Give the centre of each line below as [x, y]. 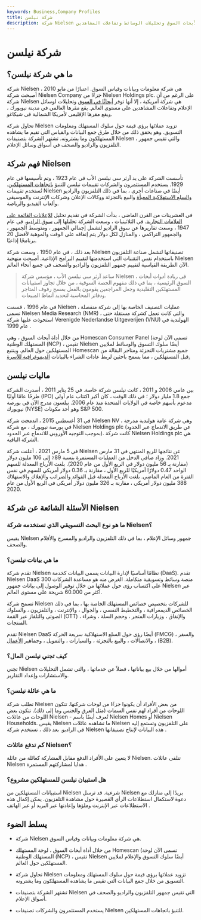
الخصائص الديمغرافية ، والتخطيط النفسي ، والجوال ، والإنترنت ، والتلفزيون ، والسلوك [100, 610]
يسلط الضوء [27, 824]
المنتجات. [17, 622]
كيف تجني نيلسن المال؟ [37, 656]
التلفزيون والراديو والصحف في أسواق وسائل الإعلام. [64, 145]
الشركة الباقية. [23, 439]
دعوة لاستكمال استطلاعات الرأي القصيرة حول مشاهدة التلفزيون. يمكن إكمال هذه [97, 799]
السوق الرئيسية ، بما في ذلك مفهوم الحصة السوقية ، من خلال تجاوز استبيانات [106, 283]
